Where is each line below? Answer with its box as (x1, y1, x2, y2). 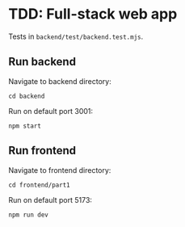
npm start (8, 122, 42, 130)
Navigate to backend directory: (8, 76, 111, 86)
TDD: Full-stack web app (8, 5, 178, 23)
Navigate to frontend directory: (8, 165, 111, 174)
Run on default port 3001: (8, 106, 94, 116)
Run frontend (8, 144, 77, 158)
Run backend (8, 55, 77, 69)
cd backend (8, 92, 45, 100)
